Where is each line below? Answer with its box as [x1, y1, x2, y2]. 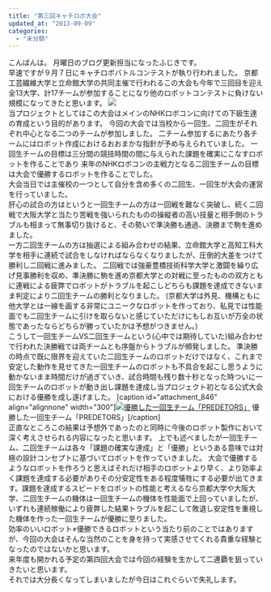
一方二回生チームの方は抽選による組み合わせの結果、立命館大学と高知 [8, 240, 243, 250]
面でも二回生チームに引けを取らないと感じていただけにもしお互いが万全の [8, 311, 256, 321]
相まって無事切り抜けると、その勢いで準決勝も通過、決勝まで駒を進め [29, 220, 263, 230]
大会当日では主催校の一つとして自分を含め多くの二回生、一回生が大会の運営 [8, 179, 264, 189]
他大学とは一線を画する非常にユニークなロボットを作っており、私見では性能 [8, 301, 263, 311]
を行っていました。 [8, 190, 73, 199]
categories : [8, 27, 49, 35]
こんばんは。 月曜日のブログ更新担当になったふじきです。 [8, 58, 201, 67]
